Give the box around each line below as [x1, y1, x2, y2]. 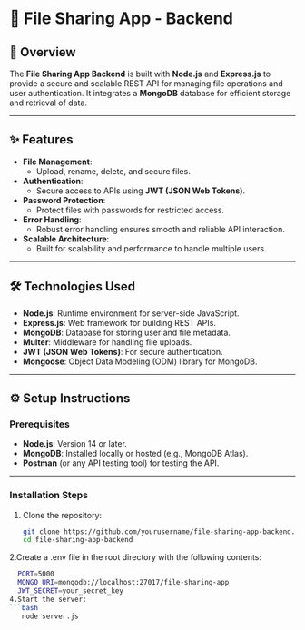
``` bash [9, 603, 39, 612]
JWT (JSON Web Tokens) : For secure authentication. [22, 346, 224, 357]
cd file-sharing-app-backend [22, 536, 133, 545]
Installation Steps [9, 489, 89, 502]
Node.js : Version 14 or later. [22, 438, 127, 449]
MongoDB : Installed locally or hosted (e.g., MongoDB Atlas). [22, 448, 249, 459]
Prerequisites [9, 418, 70, 430]
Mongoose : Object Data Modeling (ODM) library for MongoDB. [22, 356, 258, 367]
